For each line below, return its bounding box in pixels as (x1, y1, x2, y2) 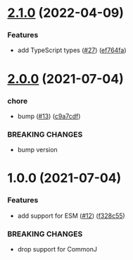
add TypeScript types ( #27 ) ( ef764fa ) (17, 46, 127, 54)
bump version (17, 146, 58, 154)
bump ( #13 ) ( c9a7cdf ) (17, 111, 81, 120)
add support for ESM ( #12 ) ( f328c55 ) (17, 211, 125, 220)
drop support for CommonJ (17, 245, 97, 254)
